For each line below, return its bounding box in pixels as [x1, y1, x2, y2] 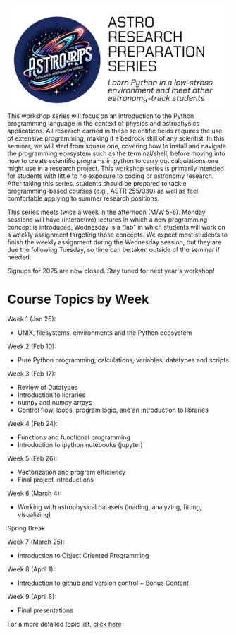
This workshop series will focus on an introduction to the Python [7, 112, 194, 120]
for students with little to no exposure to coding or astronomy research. [7, 172, 214, 180]
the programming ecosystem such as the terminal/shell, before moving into [7, 149, 225, 158]
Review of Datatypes [17, 384, 78, 392]
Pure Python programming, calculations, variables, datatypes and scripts [17, 356, 229, 364]
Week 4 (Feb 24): [7, 420, 58, 428]
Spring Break [7, 524, 46, 533]
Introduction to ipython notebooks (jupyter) [17, 441, 143, 449]
